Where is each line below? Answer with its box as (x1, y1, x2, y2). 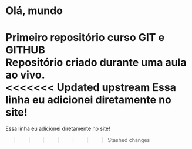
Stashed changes (107, 137, 150, 144)
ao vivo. (5, 69, 45, 82)
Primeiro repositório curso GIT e (5, 31, 165, 45)
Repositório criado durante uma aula (5, 56, 187, 69)
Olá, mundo (5, 4, 63, 18)
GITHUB (5, 43, 45, 57)
